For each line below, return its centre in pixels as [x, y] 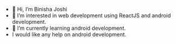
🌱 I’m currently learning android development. [69, 28]
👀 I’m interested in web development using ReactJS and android [91, 15]
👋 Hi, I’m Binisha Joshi [39, 9]
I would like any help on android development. [69, 34]
